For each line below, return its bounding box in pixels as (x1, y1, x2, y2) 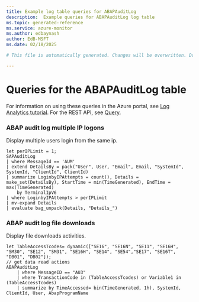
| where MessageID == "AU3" (17, 269, 86, 275)
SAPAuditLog (6, 153, 36, 160)
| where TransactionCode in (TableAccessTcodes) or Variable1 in (17, 275, 182, 281)
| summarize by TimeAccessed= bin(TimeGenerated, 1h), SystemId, (17, 285, 182, 291)
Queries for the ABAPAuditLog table (6, 83, 187, 96)
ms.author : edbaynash (6, 31, 60, 37)
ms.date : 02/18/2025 (6, 42, 57, 48)
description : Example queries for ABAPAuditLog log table (6, 14, 155, 20)
